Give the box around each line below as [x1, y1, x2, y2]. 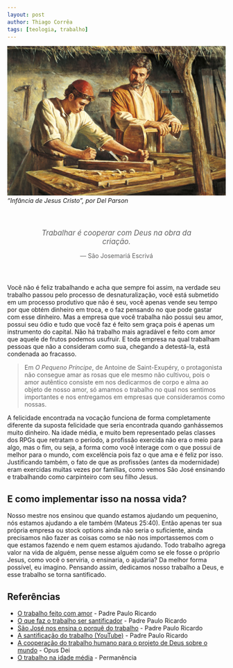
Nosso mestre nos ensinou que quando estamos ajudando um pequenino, [7, 512, 218, 520]
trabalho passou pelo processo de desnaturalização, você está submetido [7, 291, 219, 299]
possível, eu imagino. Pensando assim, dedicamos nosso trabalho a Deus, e [7, 563, 224, 571]
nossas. [24, 400, 47, 409]
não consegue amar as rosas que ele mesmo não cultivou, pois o [24, 370, 210, 379]
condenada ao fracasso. [7, 350, 77, 358]
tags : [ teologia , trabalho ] [7, 26, 89, 33]
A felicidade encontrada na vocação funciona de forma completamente [7, 414, 211, 422]
